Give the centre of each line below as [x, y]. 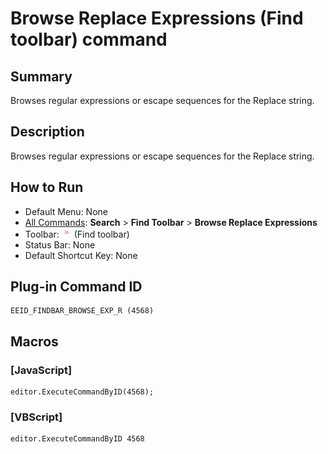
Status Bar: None [60, 244]
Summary [41, 76]
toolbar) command [89, 39]
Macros [34, 341]
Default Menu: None [66, 211]
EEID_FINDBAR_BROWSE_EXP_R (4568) [82, 311]
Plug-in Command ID [76, 287]
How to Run [47, 187]
